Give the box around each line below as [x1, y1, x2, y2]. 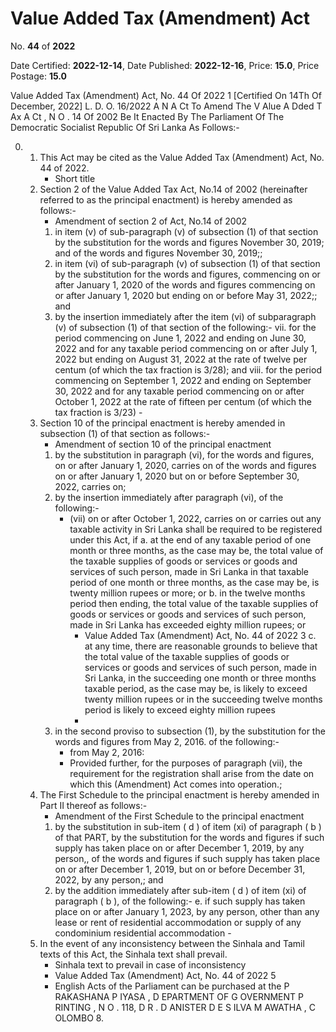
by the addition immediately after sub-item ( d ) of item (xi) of [54, 884, 307, 896]
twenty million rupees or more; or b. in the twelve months [69, 587, 306, 599]
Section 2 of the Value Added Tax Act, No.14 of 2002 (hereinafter [39, 183, 308, 195]
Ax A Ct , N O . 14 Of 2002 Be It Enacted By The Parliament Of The [10, 110, 285, 122]
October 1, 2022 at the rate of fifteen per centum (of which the [54, 395, 312, 407]
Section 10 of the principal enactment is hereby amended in [39, 417, 286, 429]
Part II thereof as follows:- [39, 799, 148, 811]
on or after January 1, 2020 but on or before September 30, [54, 470, 300, 482]
